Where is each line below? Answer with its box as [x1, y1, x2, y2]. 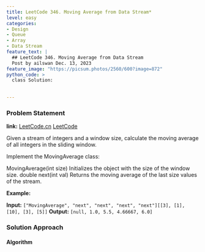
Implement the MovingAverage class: [6, 153, 100, 160]
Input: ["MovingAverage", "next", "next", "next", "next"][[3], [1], [6, 201, 185, 209]
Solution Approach [6, 223, 64, 232]
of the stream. [6, 178, 42, 185]
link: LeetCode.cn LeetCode [6, 123, 78, 130]
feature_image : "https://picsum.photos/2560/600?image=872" [6, 65, 163, 72]
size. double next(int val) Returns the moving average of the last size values [6, 171, 198, 179]
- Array [6, 37, 26, 43]
